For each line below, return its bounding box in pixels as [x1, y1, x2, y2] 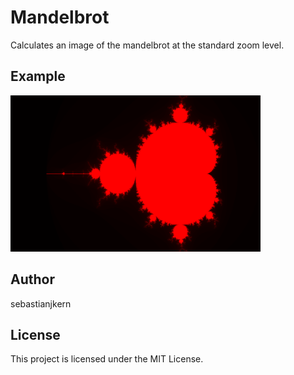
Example [10, 68, 66, 85]
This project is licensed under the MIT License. [10, 353, 204, 365]
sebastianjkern [10, 297, 72, 310]
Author [10, 271, 55, 288]
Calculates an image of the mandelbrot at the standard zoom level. [10, 39, 285, 51]
